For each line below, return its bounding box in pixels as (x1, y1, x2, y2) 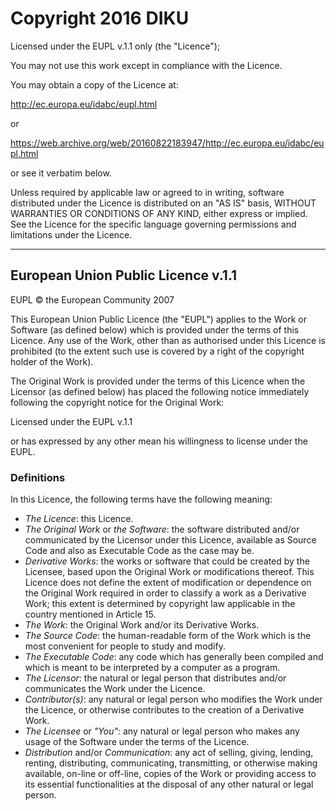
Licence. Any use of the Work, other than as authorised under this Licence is (10, 334, 326, 346)
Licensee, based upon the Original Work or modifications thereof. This (24, 566, 315, 578)
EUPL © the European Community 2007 (10, 293, 175, 306)
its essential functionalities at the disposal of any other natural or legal (24, 778, 314, 791)
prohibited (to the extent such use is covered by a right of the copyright (10, 345, 305, 357)
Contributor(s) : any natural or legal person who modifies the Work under (24, 693, 323, 706)
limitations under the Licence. (10, 228, 133, 241)
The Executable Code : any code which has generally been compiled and (24, 651, 324, 663)
